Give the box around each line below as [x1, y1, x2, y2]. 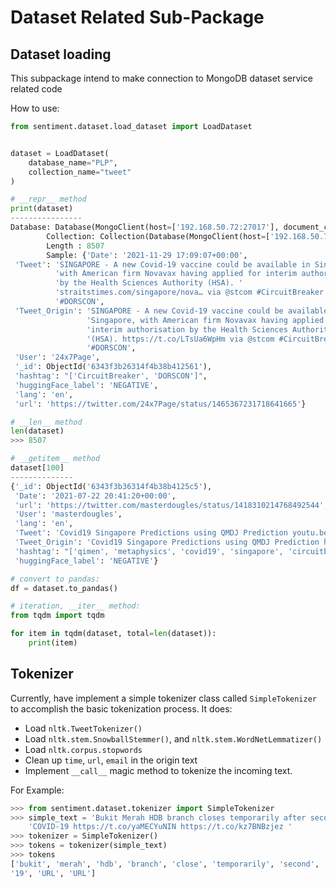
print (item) [28, 638, 78, 648]
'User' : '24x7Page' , [14, 352, 101, 363]
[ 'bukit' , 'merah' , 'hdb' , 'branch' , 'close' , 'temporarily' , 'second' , [10, 859, 320, 869]
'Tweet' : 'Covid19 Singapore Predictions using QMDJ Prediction [14, 528, 288, 538]
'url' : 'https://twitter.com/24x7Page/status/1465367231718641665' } [14, 399, 307, 409]
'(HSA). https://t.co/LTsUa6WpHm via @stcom [86, 334, 275, 344]
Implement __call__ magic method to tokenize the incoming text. [24, 764, 293, 776]
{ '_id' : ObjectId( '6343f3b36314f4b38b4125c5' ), [10, 481, 213, 491]
